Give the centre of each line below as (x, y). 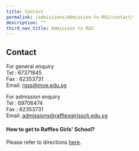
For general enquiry (30, 66)
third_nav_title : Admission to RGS (50, 28)
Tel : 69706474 (25, 103)
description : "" (26, 23)
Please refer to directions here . (44, 142)
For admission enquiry (33, 97)
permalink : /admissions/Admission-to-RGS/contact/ (70, 17)
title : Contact (25, 12)
